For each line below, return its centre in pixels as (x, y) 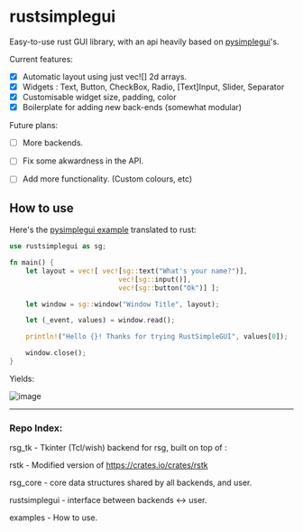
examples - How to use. (54, 518)
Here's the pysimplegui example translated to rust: (103, 230)
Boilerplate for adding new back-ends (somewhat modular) (132, 107)
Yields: (22, 378)
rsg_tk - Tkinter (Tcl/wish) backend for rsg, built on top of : (118, 448)
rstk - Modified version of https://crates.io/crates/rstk (109, 465)
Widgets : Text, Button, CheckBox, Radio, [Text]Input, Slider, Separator (153, 87)
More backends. (53, 143)
